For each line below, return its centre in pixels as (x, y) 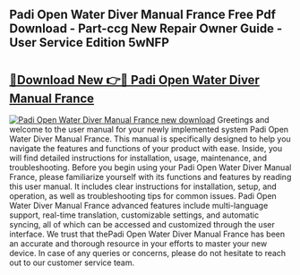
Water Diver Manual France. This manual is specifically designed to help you (150, 139)
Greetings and (244, 120)
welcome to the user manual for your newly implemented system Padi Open (149, 129)
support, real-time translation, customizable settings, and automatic (134, 215)
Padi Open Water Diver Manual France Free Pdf (142, 15)
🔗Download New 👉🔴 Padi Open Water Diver (134, 80)
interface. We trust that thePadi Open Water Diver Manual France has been (147, 234)
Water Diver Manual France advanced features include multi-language (139, 206)
